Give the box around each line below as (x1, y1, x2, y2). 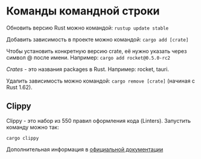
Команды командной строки (6, 4, 160, 18)
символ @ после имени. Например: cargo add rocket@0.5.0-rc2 (6, 54, 171, 61)
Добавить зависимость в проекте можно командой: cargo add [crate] (6, 36, 189, 43)
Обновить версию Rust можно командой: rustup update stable (6, 24, 169, 31)
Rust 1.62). (6, 83, 33, 91)
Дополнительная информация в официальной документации (6, 146, 164, 153)
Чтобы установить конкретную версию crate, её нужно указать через (6, 47, 187, 55)
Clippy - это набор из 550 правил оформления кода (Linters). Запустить (6, 117, 191, 124)
